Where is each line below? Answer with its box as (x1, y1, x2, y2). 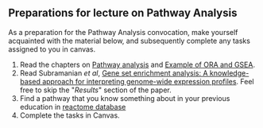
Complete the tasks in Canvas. (19, 111, 121, 120)
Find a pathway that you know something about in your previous (19, 93, 230, 103)
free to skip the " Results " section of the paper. (19, 85, 172, 95)
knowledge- (209, 68, 249, 78)
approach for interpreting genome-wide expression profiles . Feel (42, 76, 254, 86)
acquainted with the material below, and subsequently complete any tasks (8, 36, 250, 45)
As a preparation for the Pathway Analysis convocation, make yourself (8, 27, 238, 37)
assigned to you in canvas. (8, 44, 96, 54)
